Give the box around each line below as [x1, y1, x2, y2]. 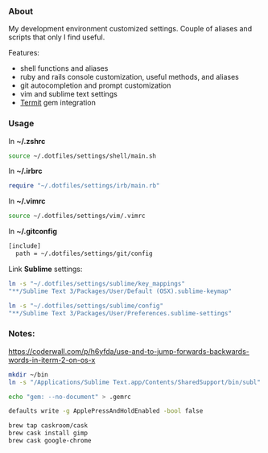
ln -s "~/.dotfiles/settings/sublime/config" [8, 302, 163, 310]
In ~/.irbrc [8, 167, 43, 176]
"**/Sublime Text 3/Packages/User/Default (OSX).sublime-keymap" [8, 287, 232, 295]
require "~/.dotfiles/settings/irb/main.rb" [8, 182, 160, 190]
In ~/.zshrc [8, 136, 46, 146]
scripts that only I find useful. [8, 32, 105, 42]
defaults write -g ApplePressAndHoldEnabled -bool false [8, 407, 204, 415]
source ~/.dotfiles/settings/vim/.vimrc [8, 212, 146, 220]
